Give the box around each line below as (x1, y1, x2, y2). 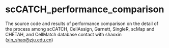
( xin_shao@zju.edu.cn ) (5, 37, 53, 43)
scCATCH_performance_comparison (5, 4, 164, 15)
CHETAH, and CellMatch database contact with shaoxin (5, 31, 122, 37)
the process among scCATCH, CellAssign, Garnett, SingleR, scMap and (5, 26, 155, 32)
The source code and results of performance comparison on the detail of (5, 20, 159, 27)
